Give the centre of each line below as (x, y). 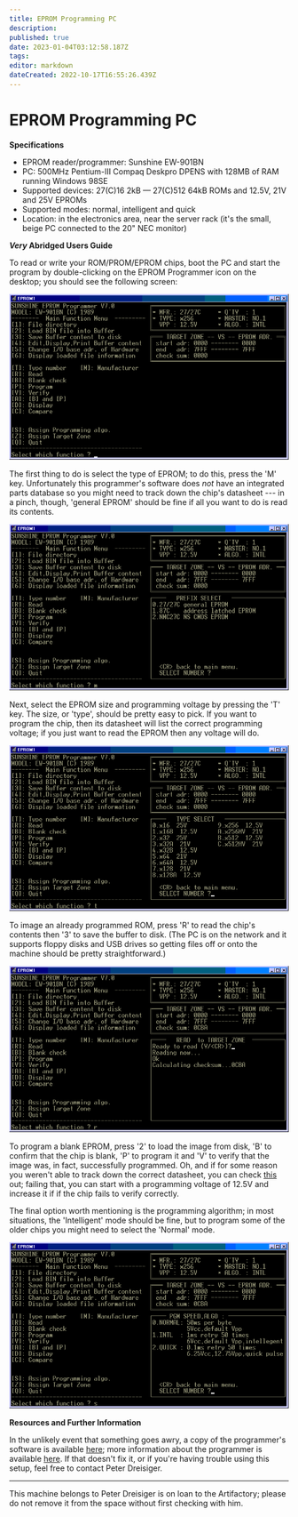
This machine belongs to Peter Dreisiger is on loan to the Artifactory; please (148, 1493)
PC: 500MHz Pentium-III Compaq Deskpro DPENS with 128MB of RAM (150, 171)
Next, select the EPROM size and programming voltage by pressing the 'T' (145, 704)
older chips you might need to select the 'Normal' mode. (112, 1230)
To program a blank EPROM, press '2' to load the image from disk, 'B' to (141, 1146)
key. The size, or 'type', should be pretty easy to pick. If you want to (133, 714)
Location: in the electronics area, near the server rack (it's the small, (147, 219)
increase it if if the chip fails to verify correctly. (94, 1193)
